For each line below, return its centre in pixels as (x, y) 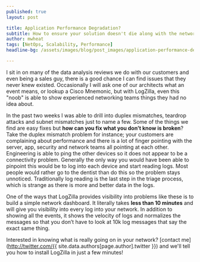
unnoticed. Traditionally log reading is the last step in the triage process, (95, 179)
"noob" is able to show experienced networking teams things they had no (96, 97)
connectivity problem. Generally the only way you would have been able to (98, 160)
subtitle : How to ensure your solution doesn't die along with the (92, 33)
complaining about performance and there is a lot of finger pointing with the (99, 141)
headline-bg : (22, 50)
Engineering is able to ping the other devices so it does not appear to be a (97, 153)
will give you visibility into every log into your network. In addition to (89, 209)
